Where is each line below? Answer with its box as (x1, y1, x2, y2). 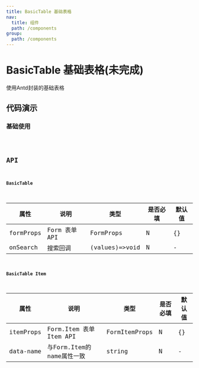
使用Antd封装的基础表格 (6, 84, 65, 91)
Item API (47, 333, 76, 341)
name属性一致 (47, 353, 86, 360)
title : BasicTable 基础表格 (6, 8, 72, 15)
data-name (9, 347, 41, 355)
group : (6, 31, 23, 37)
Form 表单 (47, 226, 77, 234)
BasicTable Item (6, 270, 46, 277)
